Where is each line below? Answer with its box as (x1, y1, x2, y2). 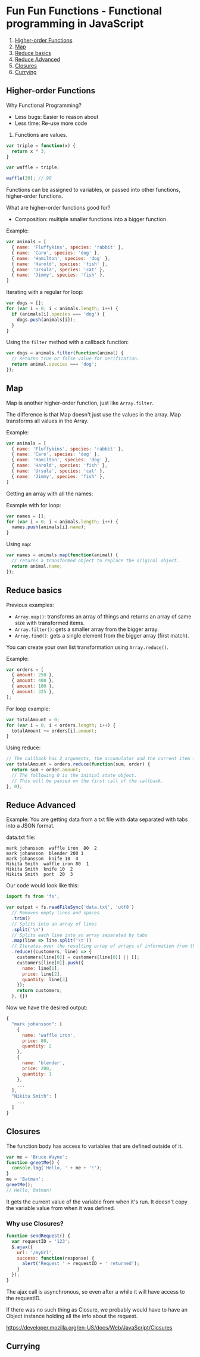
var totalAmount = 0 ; (6, 716, 60, 722)
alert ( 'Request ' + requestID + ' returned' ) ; (21, 1261, 140, 1267)
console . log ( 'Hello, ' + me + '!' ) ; (11, 1165, 102, 1171)
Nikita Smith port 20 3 (6, 871, 73, 878)
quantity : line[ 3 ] (21, 976, 68, 982)
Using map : (6, 541, 32, 548)
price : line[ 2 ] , (21, 971, 62, 977)
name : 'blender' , (21, 1060, 65, 1066)
